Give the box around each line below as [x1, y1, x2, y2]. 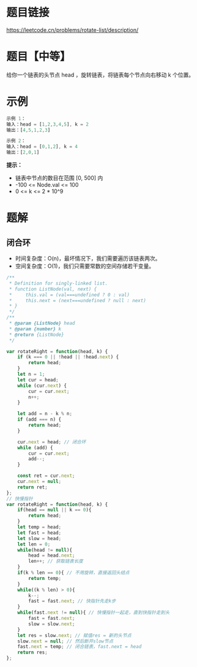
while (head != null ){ [17, 547, 72, 553]
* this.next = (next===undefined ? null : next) [9, 297, 147, 303]
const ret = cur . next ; [17, 473, 75, 479]
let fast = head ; [17, 530, 62, 536]
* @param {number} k [9, 326, 62, 332]
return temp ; [28, 575, 62, 581]
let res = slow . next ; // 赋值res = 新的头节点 [17, 632, 132, 638]
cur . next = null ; [17, 479, 62, 485]
